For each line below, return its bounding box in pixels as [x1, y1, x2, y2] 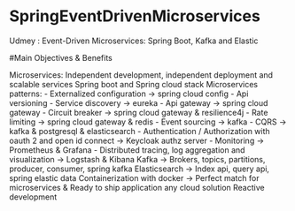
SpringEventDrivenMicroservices [9, 6, 261, 26]
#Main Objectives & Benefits [9, 52, 113, 63]
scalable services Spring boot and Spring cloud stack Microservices [9, 79, 259, 89]
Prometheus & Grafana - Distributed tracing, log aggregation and [9, 144, 245, 155]
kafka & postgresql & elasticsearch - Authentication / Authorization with [9, 125, 270, 136]
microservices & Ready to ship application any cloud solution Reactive [9, 182, 265, 192]
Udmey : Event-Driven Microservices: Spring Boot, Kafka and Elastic [9, 35, 259, 46]
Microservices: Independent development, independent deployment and [9, 69, 273, 80]
